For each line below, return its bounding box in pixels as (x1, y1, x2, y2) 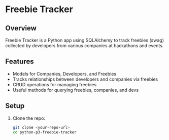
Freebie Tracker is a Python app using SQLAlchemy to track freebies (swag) (5, 37, 164, 43)
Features (5, 57, 34, 66)
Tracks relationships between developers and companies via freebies (12, 76, 158, 82)
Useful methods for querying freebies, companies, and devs (12, 87, 139, 93)
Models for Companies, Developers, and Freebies (12, 71, 117, 77)
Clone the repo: (12, 115, 46, 121)
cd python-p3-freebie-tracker (12, 129, 77, 135)
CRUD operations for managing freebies (12, 81, 97, 87)
